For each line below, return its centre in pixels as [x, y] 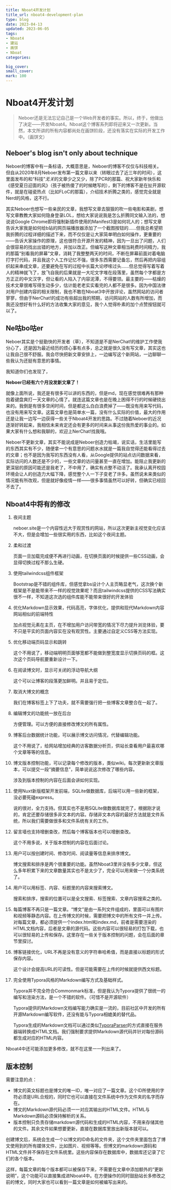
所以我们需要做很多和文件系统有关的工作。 [66, 821]
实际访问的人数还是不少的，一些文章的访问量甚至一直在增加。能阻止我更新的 [86, 461]
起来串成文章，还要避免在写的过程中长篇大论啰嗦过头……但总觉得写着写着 [87, 266]
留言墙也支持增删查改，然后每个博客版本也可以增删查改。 [73, 832]
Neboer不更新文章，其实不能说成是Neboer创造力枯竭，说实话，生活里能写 [84, 442]
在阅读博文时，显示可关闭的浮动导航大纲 [55, 670]
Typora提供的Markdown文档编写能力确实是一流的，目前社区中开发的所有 [89, 1008]
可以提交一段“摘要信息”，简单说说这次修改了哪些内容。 [80, 769]
